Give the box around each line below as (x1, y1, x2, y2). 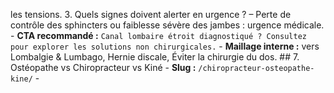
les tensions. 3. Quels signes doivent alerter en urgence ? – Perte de (10, 9, 292, 20)
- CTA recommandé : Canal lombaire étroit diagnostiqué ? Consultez (10, 30, 307, 41)
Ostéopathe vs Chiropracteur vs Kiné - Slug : (10, 62, 197, 73)
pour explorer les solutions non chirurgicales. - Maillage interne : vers (10, 40, 320, 52)
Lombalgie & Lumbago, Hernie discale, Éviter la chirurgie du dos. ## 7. (10, 51, 300, 63)
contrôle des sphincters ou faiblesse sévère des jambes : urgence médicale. (10, 19, 325, 31)
